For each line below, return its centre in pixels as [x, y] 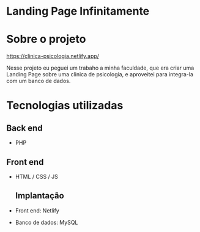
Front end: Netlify [37, 210]
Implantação [39, 196]
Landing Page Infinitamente [78, 11]
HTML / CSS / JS [36, 176]
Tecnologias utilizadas [65, 106]
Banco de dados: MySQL [46, 222]
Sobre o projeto [46, 39]
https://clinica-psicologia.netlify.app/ [53, 56]
